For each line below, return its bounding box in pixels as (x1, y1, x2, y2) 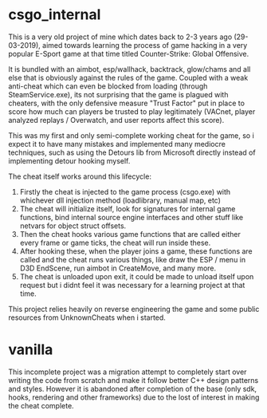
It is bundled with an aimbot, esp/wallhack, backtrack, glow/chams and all (8, 64, 251, 73)
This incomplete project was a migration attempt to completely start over (8, 367, 247, 377)
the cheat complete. (8, 400, 74, 410)
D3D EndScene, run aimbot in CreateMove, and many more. (19, 263, 217, 273)
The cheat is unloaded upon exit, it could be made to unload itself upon (19, 271, 254, 281)
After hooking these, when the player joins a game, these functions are (19, 246, 253, 256)
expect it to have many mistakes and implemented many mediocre (8, 139, 226, 148)
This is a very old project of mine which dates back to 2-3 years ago (8, 32, 233, 41)
